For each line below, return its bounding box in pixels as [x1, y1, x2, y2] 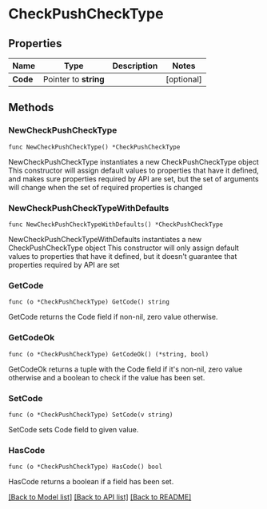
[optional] [165, 74, 202, 85]
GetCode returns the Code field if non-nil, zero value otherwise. [8, 312, 218, 322]
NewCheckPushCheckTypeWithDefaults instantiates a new [8, 234, 202, 244]
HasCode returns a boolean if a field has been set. [8, 477, 174, 487]
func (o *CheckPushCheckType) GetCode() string [8, 298, 170, 306]
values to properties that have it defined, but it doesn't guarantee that [8, 251, 237, 260]
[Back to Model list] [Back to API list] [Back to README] [8, 492, 192, 502]
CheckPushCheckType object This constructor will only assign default [8, 243, 240, 253]
